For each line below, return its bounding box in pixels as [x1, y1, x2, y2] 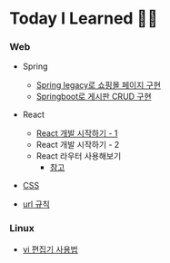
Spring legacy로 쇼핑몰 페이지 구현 [35, 80, 162, 91]
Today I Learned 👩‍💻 [9, 8, 158, 29]
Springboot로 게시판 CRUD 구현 [35, 91, 152, 102]
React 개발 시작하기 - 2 [35, 140, 120, 151]
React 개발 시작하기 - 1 [35, 128, 118, 139]
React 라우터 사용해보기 [35, 151, 122, 161]
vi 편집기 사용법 [22, 244, 79, 255]
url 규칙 [22, 199, 50, 209]
